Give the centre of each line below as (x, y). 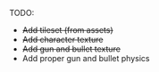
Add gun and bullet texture (71, 49)
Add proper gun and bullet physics (86, 58)
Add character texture (63, 40)
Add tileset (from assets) (67, 30)
